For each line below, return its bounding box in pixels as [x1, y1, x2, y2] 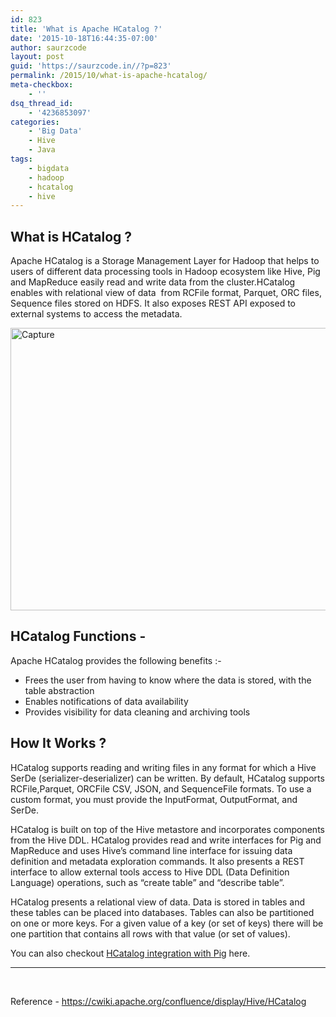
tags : [10, 154, 33, 164]
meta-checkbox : [10, 80, 74, 90]
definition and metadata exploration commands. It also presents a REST [10, 855, 305, 867]
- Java [28, 145, 56, 155]
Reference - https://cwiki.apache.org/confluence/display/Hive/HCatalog [10, 995, 307, 1007]
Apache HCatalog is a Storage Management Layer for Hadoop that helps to [10, 255, 320, 267]
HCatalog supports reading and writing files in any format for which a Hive [10, 761, 317, 773]
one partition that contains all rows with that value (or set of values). [10, 927, 291, 940]
